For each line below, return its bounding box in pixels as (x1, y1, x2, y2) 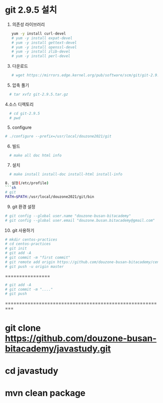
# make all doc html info (9, 153, 62, 158)
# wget (11, 73, 25, 78)
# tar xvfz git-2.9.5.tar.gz (9, 92, 68, 97)
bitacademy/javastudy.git (5, 343, 111, 354)
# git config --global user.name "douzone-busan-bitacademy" (5, 213, 131, 218)
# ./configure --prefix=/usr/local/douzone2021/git (5, 134, 112, 139)
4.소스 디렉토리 (5, 101, 34, 107)
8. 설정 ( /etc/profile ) (5, 181, 49, 186)
